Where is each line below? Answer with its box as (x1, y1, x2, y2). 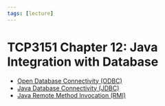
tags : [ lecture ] (7, 10, 54, 17)
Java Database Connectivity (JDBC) (16, 83, 120, 92)
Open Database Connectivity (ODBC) (16, 77, 122, 85)
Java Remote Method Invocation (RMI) (16, 91, 126, 99)
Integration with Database (7, 54, 159, 69)
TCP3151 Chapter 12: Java (7, 39, 158, 55)
